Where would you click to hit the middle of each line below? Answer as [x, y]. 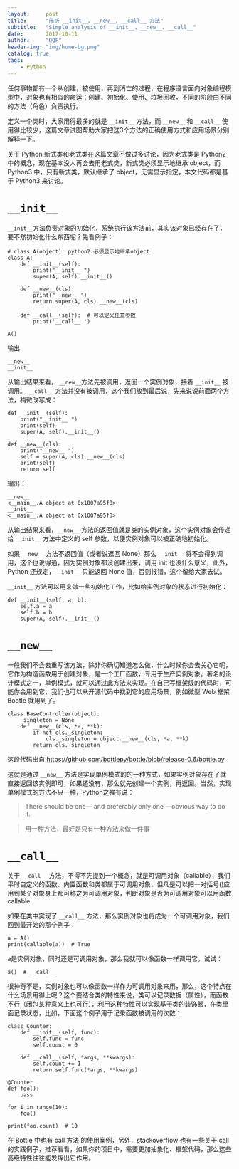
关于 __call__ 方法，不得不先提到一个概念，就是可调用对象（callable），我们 [119, 876]
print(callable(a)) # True [49, 945]
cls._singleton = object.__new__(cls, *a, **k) [117, 739]
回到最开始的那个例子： [42, 925]
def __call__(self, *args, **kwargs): [78, 1058]
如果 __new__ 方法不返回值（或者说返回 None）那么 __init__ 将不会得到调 [115, 553]
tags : [15, 61]
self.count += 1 [57, 1064]
